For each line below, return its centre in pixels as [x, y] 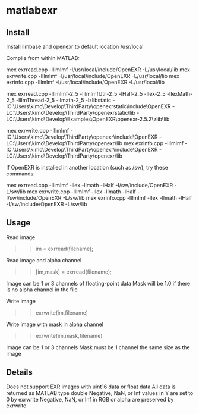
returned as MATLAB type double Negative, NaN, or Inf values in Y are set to [100, 393]
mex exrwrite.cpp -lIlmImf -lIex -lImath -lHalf [82, 192]
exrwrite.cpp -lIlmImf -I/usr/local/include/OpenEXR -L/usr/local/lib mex [93, 76]
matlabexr [32, 10]
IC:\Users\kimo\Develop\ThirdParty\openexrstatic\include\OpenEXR [89, 106]
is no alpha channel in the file [42, 290]
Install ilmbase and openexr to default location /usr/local [75, 46]
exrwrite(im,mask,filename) [69, 335]
